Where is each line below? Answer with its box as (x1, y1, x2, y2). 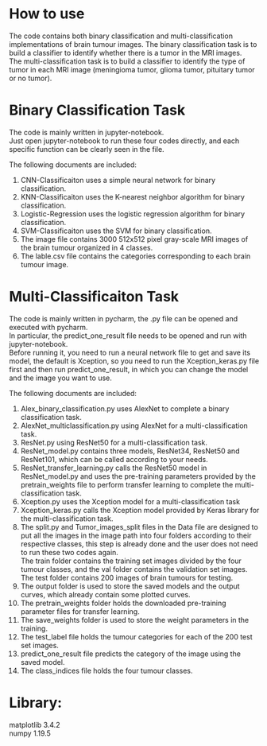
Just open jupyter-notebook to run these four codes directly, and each (9, 136, 240, 146)
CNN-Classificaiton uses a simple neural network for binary (20, 175, 216, 185)
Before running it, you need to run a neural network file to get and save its (9, 348, 251, 357)
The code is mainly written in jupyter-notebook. (9, 127, 164, 137)
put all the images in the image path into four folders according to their (20, 530, 252, 540)
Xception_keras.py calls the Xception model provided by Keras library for (20, 505, 260, 515)
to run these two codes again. (20, 547, 118, 557)
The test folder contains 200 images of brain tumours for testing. (20, 573, 234, 582)
